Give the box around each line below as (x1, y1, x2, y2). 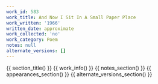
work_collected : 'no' (6, 31, 61, 37)
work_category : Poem (6, 37, 58, 43)
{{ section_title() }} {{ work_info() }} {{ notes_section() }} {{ (6, 64, 151, 71)
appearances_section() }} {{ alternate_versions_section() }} (6, 70, 153, 78)
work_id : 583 (6, 8, 39, 15)
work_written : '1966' (6, 20, 61, 26)
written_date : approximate (6, 25, 74, 32)
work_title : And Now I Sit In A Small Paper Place (6, 14, 136, 20)
